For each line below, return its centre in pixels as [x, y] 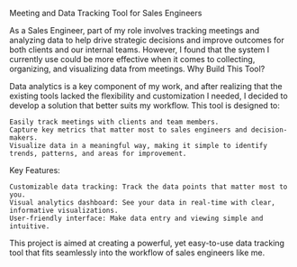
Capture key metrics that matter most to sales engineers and [128, 130]
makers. [24, 138]
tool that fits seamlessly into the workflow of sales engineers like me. [137, 253]
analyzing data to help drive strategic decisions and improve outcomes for [147, 40]
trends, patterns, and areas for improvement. [98, 153]
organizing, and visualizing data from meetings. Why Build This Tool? [137, 69]
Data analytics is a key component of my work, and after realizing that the [146, 86]
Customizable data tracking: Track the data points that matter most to [148, 187]
